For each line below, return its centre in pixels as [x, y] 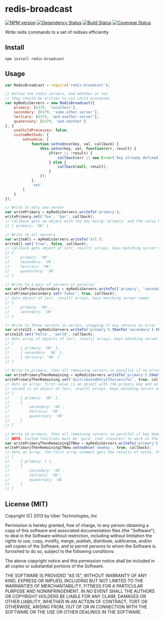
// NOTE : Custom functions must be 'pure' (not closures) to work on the [82, 439]
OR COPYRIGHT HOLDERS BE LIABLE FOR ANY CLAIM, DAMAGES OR [76, 596]
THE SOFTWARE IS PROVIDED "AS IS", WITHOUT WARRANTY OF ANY [76, 575]
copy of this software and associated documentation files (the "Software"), [81, 531]
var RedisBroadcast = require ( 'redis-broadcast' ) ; [58, 85]
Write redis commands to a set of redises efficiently [57, 32]
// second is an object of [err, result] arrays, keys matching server [79, 389]
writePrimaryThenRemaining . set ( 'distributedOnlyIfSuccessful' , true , [77, 380]
